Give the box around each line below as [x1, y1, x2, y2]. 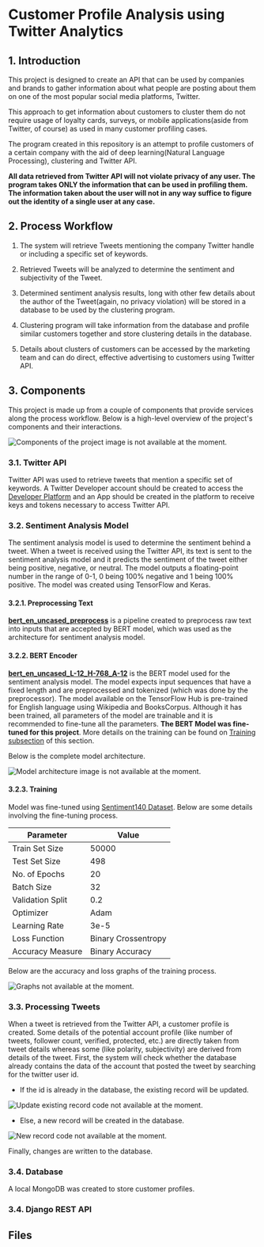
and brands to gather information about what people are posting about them [8, 83, 256, 93]
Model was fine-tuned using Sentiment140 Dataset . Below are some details [8, 802, 253, 811]
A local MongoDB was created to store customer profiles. [8, 1184, 195, 1194]
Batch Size [12, 881, 52, 892]
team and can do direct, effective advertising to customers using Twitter [19, 353, 255, 362]
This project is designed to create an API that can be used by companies [8, 75, 245, 84]
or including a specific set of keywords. [19, 249, 149, 258]
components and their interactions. [8, 421, 123, 431]
